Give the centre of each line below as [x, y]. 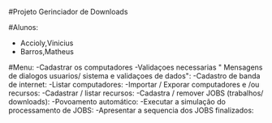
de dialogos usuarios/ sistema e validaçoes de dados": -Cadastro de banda [134, 76]
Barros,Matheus [47, 51]
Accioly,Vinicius [47, 43]
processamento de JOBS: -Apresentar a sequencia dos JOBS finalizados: [131, 110]
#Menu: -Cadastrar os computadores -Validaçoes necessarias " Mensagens [136, 67]
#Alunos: [24, 27]
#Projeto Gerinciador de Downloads [68, 12]
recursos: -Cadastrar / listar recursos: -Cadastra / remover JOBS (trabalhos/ [136, 93]
